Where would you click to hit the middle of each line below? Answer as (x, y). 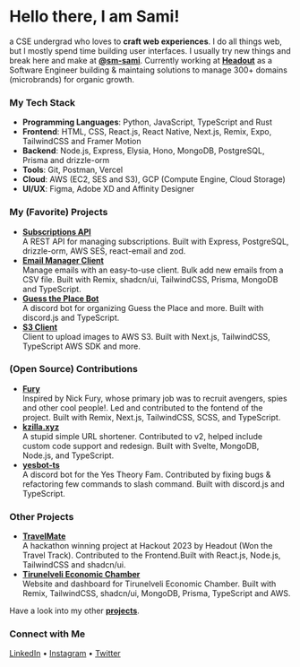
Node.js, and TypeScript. (68, 455)
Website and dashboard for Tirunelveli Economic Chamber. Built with (149, 584)
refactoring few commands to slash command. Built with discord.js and (153, 484)
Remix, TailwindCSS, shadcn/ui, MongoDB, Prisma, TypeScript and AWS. (156, 593)
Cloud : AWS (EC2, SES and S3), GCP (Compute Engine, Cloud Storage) (154, 179)
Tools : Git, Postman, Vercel (73, 170)
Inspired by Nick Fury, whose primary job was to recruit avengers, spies (155, 398)
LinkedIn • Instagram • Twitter (65, 654)
